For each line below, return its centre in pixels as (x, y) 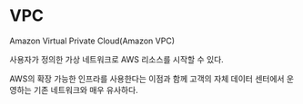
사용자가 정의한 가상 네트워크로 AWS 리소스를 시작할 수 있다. (117, 59)
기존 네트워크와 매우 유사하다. (86, 90)
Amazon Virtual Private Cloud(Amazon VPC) (92, 41)
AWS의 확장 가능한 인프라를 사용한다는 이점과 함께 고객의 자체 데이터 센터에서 (147, 79)
